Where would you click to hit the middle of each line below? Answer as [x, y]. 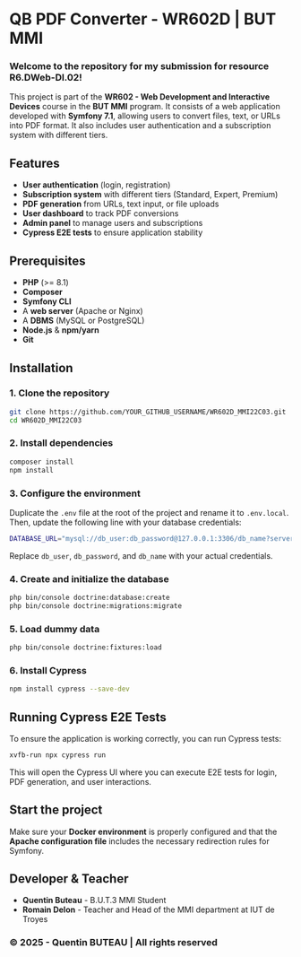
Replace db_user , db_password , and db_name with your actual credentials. [141, 555]
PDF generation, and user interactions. [81, 781]
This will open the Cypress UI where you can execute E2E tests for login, [143, 772]
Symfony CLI [47, 301]
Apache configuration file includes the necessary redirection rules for [140, 841]
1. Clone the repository [60, 393]
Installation [41, 368]
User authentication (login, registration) [96, 185]
